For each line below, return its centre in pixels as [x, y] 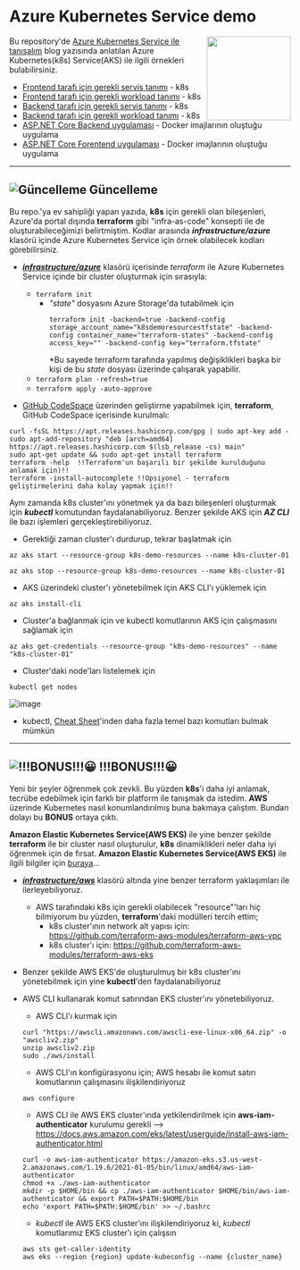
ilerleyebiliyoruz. [52, 889]
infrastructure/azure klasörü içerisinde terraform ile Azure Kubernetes [153, 266]
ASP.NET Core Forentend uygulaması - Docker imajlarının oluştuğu [145, 144]
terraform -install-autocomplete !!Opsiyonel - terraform [119, 478]
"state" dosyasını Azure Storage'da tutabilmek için [142, 303]
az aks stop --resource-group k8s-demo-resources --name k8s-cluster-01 [147, 571]
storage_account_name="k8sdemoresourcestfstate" [141, 327]
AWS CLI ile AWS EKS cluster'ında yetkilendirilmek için [136, 1114]
